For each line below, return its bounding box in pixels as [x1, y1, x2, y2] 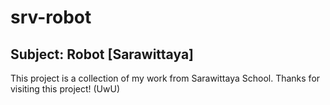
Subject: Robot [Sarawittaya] [10, 46, 194, 63]
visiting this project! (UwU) [10, 83, 120, 95]
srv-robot [10, 6, 92, 29]
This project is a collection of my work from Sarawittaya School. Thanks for [10, 72, 321, 84]
